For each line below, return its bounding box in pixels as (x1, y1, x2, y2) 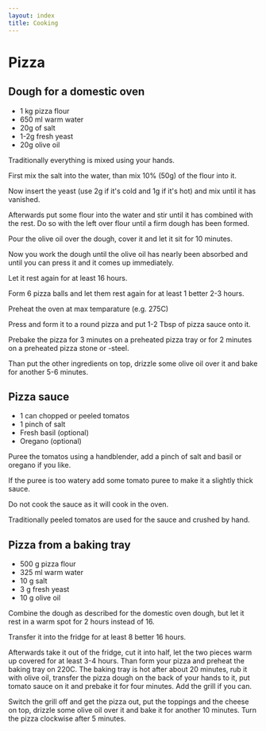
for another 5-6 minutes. (8, 367, 89, 376)
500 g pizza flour (19, 559, 76, 569)
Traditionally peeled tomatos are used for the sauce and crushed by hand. (8, 515, 250, 525)
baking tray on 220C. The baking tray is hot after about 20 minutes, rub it (8, 665, 248, 675)
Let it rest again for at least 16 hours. (8, 273, 128, 282)
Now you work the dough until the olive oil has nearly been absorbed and (8, 249, 249, 259)
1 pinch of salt (19, 419, 66, 430)
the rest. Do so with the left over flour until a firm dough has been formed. (8, 218, 250, 227)
